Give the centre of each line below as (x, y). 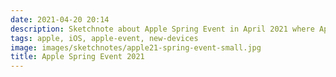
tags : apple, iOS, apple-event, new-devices (104, 38)
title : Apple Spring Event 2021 (77, 57)
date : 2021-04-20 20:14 (60, 19)
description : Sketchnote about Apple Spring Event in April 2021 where (162, 29)
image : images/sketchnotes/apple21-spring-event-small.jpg (136, 47)
